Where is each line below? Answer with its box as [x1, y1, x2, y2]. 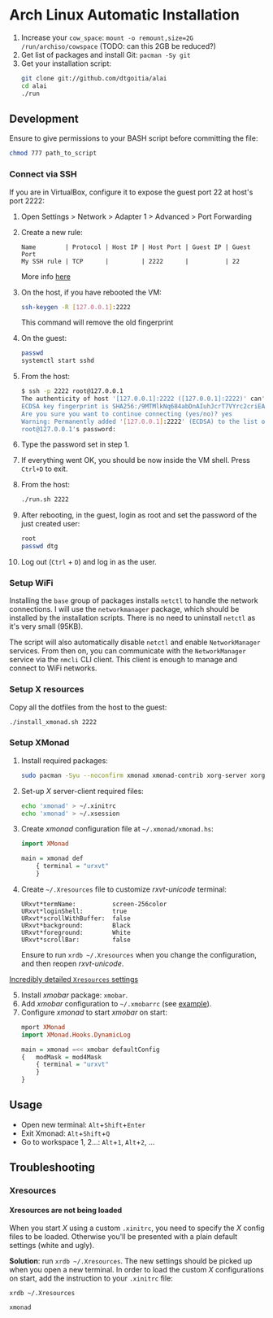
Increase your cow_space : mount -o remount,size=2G [20, 33, 194, 42]
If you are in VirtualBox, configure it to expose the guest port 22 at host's [9, 187, 253, 197]
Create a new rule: [20, 227, 84, 237]
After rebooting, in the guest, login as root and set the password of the [20, 510, 258, 520]
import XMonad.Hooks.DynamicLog [20, 1031, 131, 1039]
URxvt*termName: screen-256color [20, 900, 167, 908]
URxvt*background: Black [20, 921, 131, 929]
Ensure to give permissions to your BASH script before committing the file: [9, 133, 258, 143]
